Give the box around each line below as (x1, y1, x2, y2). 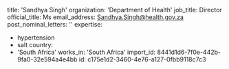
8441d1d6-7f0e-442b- (157, 48, 221, 56)
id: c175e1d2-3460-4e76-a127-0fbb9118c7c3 (78, 55, 206, 64)
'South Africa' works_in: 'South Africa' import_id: (17, 48, 156, 56)
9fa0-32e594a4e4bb (17, 55, 78, 64)
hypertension (17, 33, 55, 42)
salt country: (17, 41, 54, 49)
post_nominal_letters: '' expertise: (7, 20, 103, 28)
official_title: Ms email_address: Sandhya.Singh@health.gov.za (7, 13, 184, 21)
